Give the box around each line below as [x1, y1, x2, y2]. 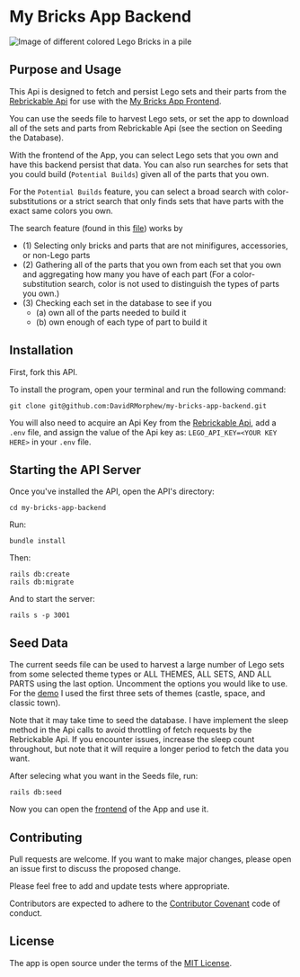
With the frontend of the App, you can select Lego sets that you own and [9, 149, 278, 160]
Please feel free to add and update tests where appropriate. [9, 881, 231, 892]
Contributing [9, 829, 83, 845]
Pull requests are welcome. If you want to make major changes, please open [9, 854, 292, 865]
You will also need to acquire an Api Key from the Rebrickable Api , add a [9, 417, 277, 428]
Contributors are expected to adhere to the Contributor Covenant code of [9, 898, 281, 909]
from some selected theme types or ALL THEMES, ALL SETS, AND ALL [9, 668, 272, 680]
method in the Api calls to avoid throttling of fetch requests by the [9, 724, 252, 735]
